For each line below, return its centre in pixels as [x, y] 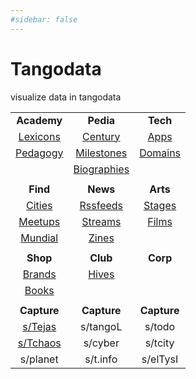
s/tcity [159, 343]
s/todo [160, 326]
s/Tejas [39, 326]
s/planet [39, 359]
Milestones [101, 153]
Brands [39, 274]
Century [101, 136]
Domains [160, 153]
